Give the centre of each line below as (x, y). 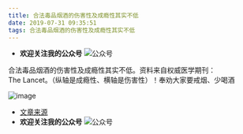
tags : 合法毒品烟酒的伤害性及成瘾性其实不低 (72, 30)
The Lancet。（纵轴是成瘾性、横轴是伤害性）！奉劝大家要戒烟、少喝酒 (121, 80)
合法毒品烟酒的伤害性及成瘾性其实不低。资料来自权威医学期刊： (112, 70)
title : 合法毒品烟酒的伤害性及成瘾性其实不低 (74, 15)
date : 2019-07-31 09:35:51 (52, 23)
